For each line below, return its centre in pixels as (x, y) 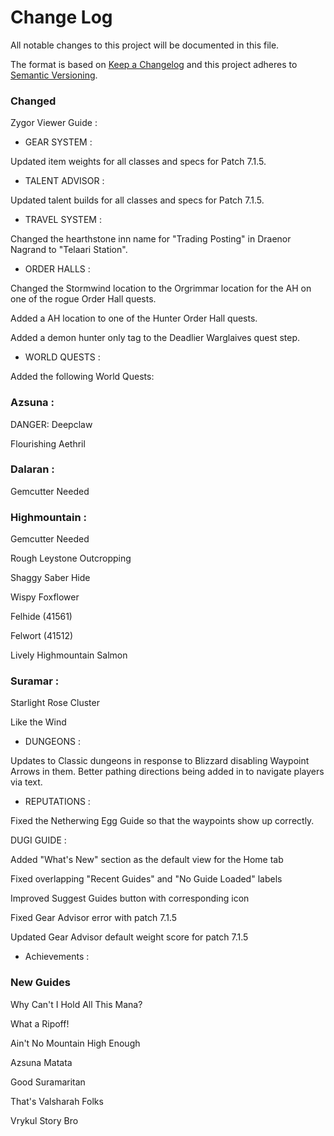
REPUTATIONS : (57, 802)
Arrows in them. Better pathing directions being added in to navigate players (167, 772)
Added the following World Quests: (82, 377)
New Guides (40, 983)
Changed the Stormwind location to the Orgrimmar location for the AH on (161, 288)
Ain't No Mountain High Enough (75, 1043)
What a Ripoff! (40, 1023)
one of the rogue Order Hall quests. (83, 299)
